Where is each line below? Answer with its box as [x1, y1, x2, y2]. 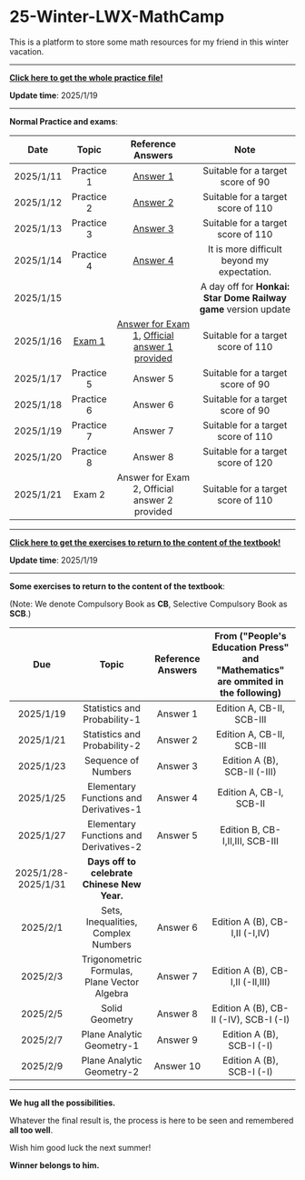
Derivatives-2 [81, 840, 143, 853]
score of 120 [217, 456, 273, 469]
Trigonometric [81, 953, 143, 965]
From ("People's [214, 629, 287, 642]
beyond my [221, 254, 270, 266]
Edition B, [219, 823, 261, 835]
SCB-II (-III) [223, 765, 277, 778]
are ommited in [217, 675, 284, 687]
